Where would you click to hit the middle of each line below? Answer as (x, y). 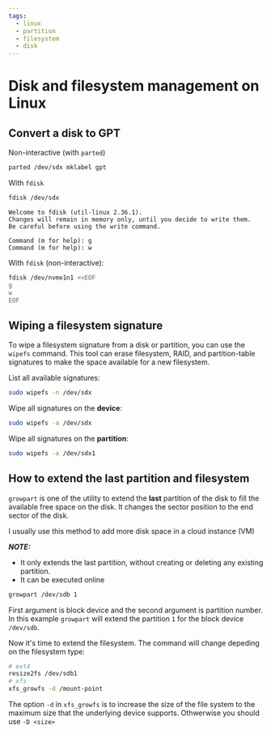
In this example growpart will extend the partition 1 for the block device (126, 618)
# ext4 (19, 666)
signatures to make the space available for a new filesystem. (109, 362)
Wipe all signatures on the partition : (69, 438)
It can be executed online (62, 579)
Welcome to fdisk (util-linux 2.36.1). (76, 212)
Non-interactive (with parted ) (57, 153)
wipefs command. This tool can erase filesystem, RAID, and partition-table (132, 354)
